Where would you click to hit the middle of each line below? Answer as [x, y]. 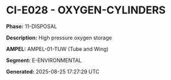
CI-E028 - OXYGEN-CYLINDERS [86, 10]
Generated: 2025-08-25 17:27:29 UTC [53, 71]
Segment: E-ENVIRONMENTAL [44, 60]
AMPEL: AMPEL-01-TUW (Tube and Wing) [57, 49]
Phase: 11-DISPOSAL [32, 26]
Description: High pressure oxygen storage [59, 37]
